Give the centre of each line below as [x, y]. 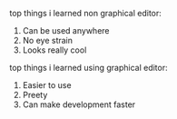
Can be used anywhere [66, 30]
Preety [35, 95]
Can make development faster [79, 104]
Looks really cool [54, 50]
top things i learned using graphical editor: [88, 68]
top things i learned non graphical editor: [85, 13]
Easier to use [47, 85]
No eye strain [48, 40]
